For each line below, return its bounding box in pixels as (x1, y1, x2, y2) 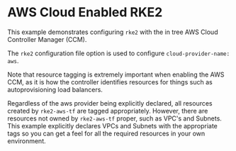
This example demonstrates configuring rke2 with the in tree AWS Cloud (7, 28, 218, 36)
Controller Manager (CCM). (7, 35, 87, 43)
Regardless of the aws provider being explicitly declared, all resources (7, 99, 213, 107)
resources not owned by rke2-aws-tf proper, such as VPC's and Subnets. (7, 114, 222, 123)
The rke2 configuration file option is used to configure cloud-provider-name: (7, 49, 230, 57)
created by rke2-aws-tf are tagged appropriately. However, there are (7, 106, 208, 115)
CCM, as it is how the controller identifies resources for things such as (7, 77, 213, 86)
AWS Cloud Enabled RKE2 (7, 4, 163, 21)
